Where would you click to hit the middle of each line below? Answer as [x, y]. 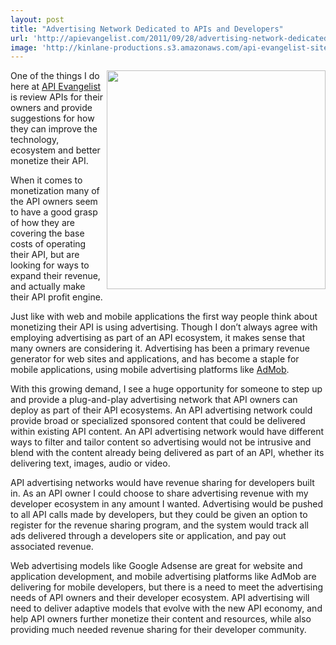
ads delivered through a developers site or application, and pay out [148, 536]
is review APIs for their [56, 97]
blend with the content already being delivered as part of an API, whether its [167, 453]
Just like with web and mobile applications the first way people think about [164, 317]
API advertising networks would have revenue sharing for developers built [162, 483]
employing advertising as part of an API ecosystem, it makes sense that [158, 338]
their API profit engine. [56, 297]
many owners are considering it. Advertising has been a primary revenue [160, 348]
